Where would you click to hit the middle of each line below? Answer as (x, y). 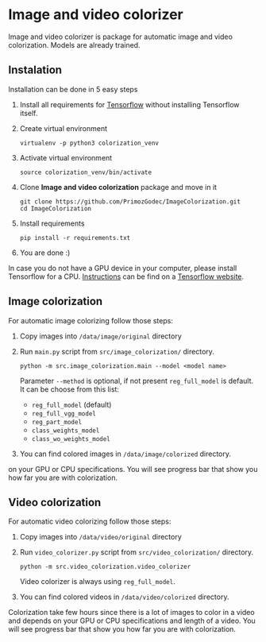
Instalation (35, 70)
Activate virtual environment (66, 157)
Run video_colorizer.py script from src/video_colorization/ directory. (137, 552)
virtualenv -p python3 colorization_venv (89, 143)
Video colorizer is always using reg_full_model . (98, 582)
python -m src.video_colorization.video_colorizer (105, 567)
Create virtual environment (64, 128)
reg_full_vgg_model (64, 414)
